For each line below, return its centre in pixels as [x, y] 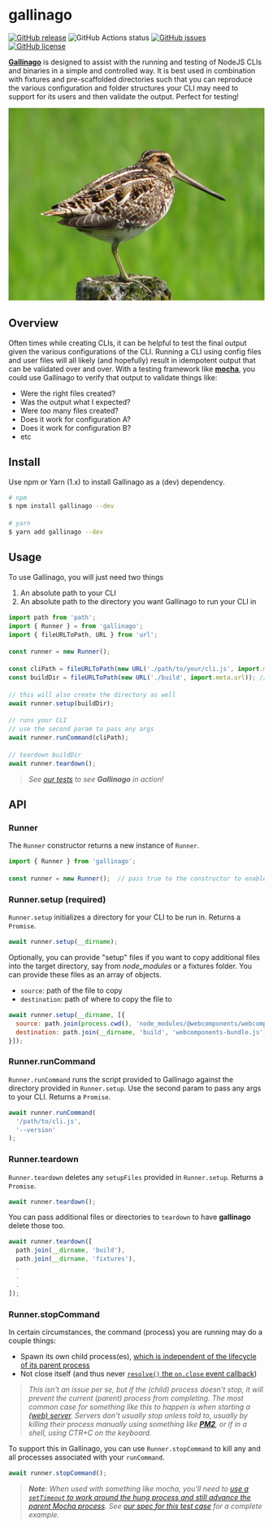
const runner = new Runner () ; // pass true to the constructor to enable [138, 878]
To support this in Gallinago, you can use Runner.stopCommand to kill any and [135, 1448]
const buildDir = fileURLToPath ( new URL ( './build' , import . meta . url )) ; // [138, 678]
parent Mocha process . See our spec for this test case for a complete [145, 1506]
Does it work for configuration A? [76, 419]
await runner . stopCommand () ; [58, 1473]
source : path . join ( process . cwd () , [74, 1024]
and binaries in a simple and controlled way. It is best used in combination [132, 70]
